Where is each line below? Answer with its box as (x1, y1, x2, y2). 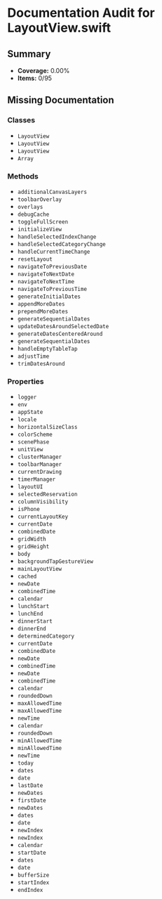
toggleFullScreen (17, 218, 69, 226)
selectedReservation (17, 491, 78, 498)
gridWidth (17, 536, 47, 543)
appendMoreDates (17, 300, 65, 307)
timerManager (17, 476, 56, 483)
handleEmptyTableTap (17, 345, 78, 352)
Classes (7, 115, 36, 125)
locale (17, 416, 37, 423)
